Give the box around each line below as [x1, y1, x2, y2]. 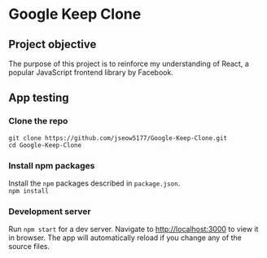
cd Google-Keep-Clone [8, 141, 82, 149]
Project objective [8, 37, 97, 51]
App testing [8, 91, 69, 105]
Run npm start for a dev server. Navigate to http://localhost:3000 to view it [8, 225, 259, 234]
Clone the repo [8, 116, 68, 127]
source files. [8, 242, 50, 251]
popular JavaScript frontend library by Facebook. [8, 68, 173, 77]
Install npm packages [8, 160, 95, 171]
